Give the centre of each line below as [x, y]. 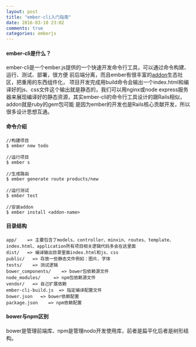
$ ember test [22, 196]
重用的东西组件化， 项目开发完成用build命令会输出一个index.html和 [103, 82]
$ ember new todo [27, 145]
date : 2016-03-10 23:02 [35, 22]
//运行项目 [18, 157]
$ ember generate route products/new [52, 179]
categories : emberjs [31, 34]
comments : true [25, 28]
